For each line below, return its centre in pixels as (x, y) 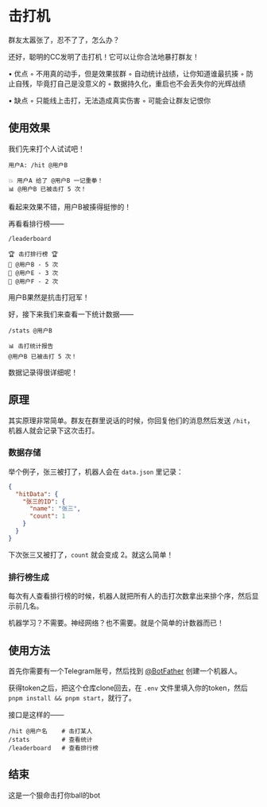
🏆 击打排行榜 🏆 (33, 254)
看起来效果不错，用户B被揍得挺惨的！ (70, 207)
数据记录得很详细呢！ (43, 372)
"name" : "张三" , (55, 509)
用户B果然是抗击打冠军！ (49, 297)
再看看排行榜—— (36, 223)
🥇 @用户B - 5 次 (33, 264)
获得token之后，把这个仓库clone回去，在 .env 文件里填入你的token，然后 (128, 688)
